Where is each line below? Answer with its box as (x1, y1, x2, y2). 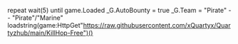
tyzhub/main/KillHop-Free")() (7, 28, 93, 37)
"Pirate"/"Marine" (11, 13, 63, 22)
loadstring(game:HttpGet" (7, 21, 83, 29)
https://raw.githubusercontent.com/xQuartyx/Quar (83, 21, 231, 29)
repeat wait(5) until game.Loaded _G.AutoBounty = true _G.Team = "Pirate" (7, 6, 227, 14)
